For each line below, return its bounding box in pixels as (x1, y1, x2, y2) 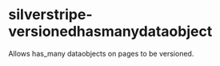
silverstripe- (8, 6, 93, 24)
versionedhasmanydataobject (8, 22, 213, 41)
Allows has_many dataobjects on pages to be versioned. (8, 49, 194, 58)
